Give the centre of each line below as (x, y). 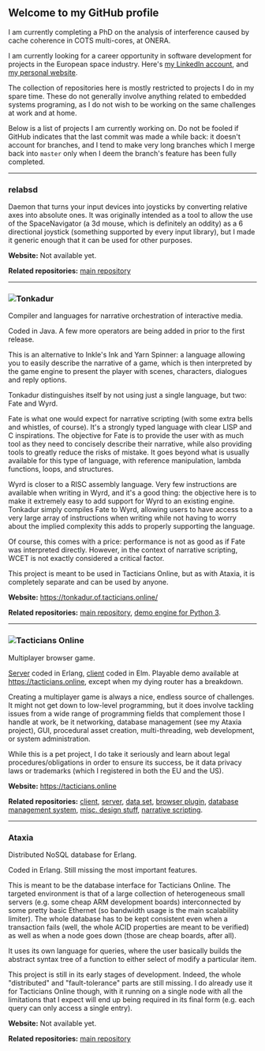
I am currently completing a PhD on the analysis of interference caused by (129, 32)
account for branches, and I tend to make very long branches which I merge (132, 144)
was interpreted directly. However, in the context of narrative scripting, (123, 550)
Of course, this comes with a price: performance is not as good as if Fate (127, 542)
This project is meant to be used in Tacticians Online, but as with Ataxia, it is (131, 574)
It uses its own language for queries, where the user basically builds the (125, 951)
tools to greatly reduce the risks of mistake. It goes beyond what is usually (129, 452)
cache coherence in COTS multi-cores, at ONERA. (90, 40)
